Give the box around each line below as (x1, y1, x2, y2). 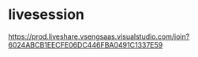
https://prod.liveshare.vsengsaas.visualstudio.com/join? (8, 32, 190, 41)
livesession (8, 6, 85, 24)
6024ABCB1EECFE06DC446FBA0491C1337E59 (8, 40, 163, 49)
